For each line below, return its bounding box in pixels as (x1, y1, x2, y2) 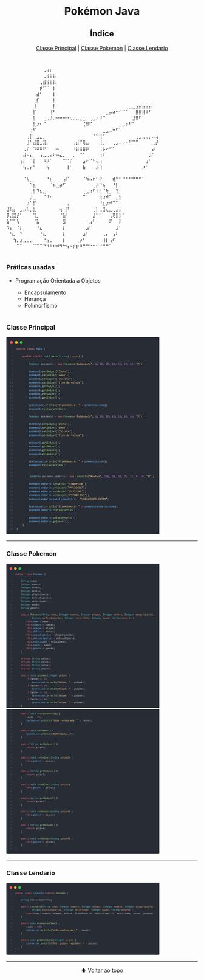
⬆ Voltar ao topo (81, 967, 123, 974)
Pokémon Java (64, 4, 140, 18)
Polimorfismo (24, 302, 58, 309)
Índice (90, 29, 114, 39)
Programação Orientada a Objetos (15, 277, 101, 284)
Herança (24, 295, 46, 302)
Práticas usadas (6, 263, 55, 272)
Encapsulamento (24, 289, 67, 296)
